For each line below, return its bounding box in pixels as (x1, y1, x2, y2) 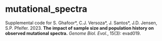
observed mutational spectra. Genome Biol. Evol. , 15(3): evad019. (5, 30, 141, 36)
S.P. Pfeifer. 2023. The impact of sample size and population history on (5, 25, 154, 31)
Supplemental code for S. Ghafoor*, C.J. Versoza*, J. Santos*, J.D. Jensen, (5, 20, 158, 26)
